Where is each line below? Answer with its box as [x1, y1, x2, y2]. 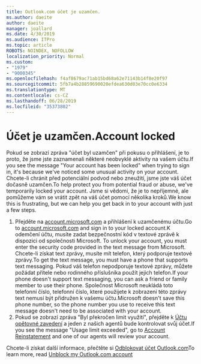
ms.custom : [6, 59, 34, 65]
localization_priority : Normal [6, 53, 85, 59]
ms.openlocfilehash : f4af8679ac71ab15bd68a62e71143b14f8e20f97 [6, 76, 168, 82]
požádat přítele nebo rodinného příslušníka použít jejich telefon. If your [14, 269, 189, 276]
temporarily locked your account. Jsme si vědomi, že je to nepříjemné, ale [6, 187, 189, 195]
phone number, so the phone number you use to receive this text [14, 301, 175, 308]
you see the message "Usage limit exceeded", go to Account [14, 326, 166, 333]
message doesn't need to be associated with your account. [14, 307, 162, 315]
